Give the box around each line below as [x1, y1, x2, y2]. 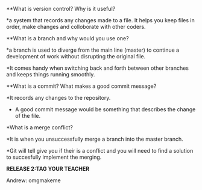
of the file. [14, 112, 41, 119]
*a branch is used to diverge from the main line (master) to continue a [6, 46, 180, 54]
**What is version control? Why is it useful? [6, 5, 116, 12]
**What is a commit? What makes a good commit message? [6, 82, 157, 90]
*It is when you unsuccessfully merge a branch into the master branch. [6, 135, 183, 142]
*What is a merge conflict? [6, 124, 74, 131]
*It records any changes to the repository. [6, 94, 111, 101]
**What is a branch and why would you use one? [6, 35, 129, 41]
